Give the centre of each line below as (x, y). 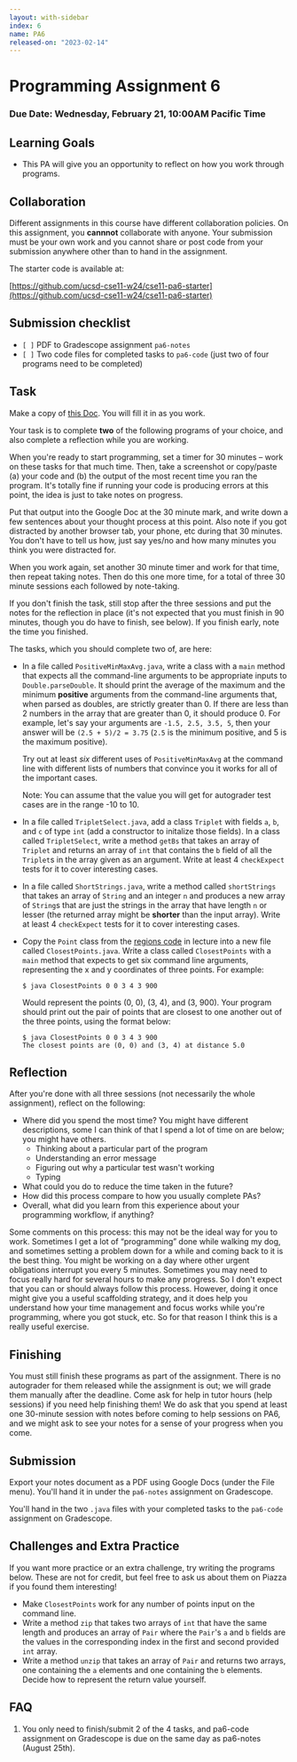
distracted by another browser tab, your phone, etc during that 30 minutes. (146, 531)
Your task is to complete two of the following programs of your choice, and (146, 430)
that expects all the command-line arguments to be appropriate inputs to (154, 675)
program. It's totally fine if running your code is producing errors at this (139, 485)
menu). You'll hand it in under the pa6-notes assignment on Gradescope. (141, 1492)
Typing (48, 1177)
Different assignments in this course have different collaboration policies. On (149, 222)
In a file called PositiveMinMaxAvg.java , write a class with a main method (153, 666)
